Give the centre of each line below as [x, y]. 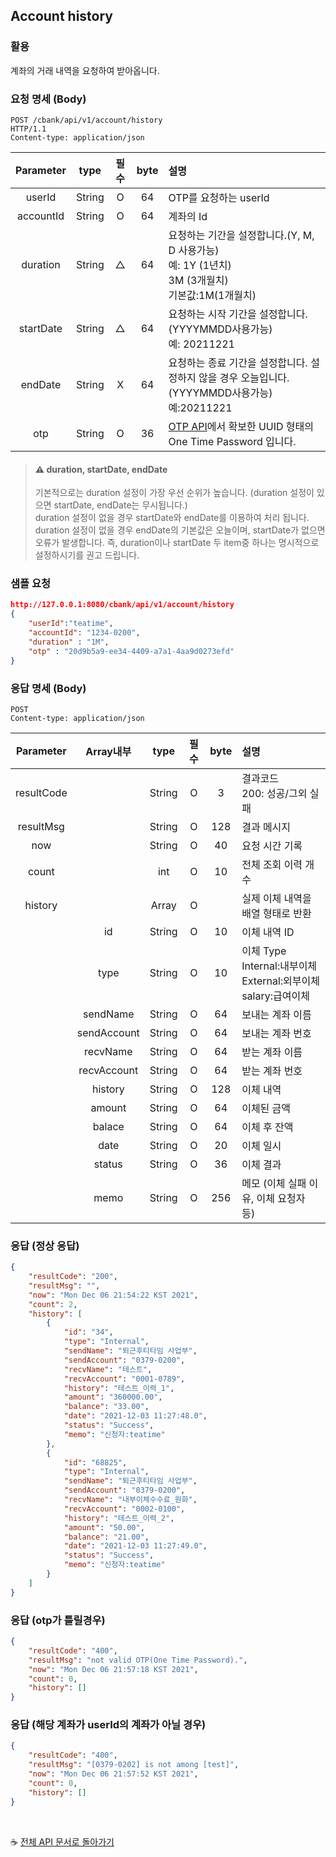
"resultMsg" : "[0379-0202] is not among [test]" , [134, 1765]
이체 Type [264, 951]
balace [108, 1126]
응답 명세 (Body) [48, 688]
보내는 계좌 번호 [276, 1033]
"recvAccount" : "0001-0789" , [124, 1379]
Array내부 [108, 751]
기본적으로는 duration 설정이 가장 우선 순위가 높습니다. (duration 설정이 [174, 493]
